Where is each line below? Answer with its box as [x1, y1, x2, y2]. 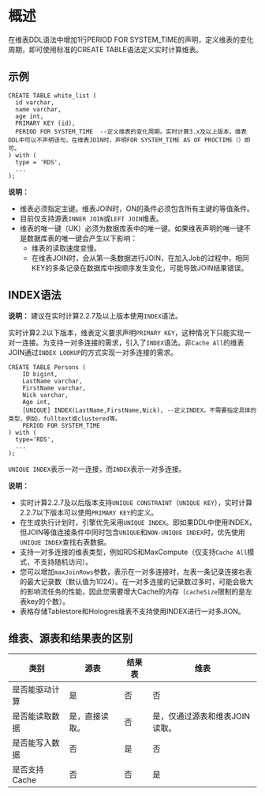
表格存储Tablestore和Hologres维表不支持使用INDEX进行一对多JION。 [19, 606, 246, 616]
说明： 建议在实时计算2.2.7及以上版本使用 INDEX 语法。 [8, 311, 183, 320]
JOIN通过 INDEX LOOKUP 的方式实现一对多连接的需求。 [8, 347, 177, 357]
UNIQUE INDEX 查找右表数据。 [19, 537, 111, 546]
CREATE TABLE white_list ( [8, 92, 97, 100]
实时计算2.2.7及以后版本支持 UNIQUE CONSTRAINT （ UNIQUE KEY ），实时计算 [19, 497, 252, 507]
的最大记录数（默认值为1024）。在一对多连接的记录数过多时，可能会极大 [19, 576, 254, 586]
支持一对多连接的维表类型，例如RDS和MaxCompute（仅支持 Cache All [19, 547, 248, 556]
